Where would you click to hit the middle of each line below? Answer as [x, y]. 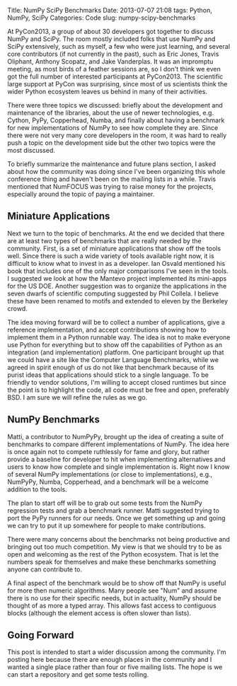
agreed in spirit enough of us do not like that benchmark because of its [111, 367]
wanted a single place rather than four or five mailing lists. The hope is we [115, 667]
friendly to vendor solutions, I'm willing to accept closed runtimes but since [117, 382]
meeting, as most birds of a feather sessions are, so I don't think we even [114, 69]
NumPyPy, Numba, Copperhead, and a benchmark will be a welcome [108, 482]
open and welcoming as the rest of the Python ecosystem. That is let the [113, 554]
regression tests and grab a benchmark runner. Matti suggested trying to [113, 510]
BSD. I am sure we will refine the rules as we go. [77, 397]
